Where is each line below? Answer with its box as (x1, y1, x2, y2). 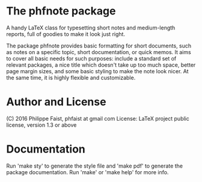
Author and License (6, 95, 106, 109)
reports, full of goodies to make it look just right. (6, 30, 125, 37)
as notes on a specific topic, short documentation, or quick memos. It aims (6, 48, 191, 55)
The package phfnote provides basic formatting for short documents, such (6, 42, 192, 49)
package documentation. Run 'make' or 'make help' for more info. (6, 168, 169, 175)
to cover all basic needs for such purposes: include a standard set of (6, 55, 177, 62)
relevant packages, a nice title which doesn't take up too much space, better (6, 61, 196, 68)
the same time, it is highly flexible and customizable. (6, 74, 136, 81)
